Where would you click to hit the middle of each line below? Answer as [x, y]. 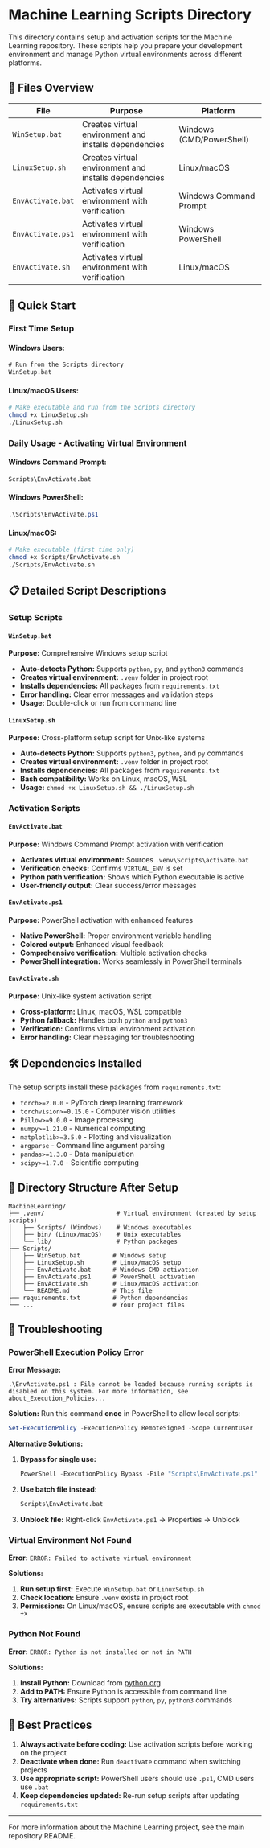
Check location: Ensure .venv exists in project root [104, 1598]
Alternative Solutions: [46, 1444]
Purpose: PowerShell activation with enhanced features [101, 920]
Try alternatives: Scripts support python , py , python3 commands [126, 1700]
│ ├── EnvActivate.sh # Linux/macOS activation [104, 1284]
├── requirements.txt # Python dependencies [98, 1298]
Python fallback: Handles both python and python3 [104, 1020]
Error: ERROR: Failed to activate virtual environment [100, 1558]
